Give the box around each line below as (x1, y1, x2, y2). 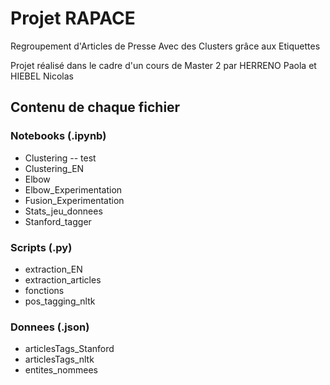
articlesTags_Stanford (24, 343, 115, 355)
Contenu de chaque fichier (10, 99, 181, 116)
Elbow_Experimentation (24, 183, 123, 196)
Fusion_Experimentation (24, 194, 125, 206)
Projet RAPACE (10, 7, 136, 30)
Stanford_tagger (24, 215, 92, 227)
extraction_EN (24, 263, 83, 275)
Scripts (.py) (10, 240, 73, 254)
